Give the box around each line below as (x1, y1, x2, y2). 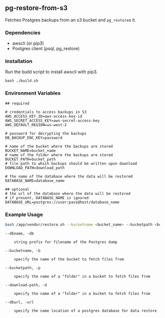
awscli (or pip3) (12, 40, 44, 46)
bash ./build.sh (5, 79, 38, 83)
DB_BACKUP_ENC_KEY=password (5, 135, 63, 140)
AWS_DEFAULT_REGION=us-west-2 (5, 122, 67, 127)
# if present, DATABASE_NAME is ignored (5, 195, 89, 200)
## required (5, 101, 29, 106)
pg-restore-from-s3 (5, 4, 68, 12)
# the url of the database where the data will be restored (5, 191, 131, 196)
